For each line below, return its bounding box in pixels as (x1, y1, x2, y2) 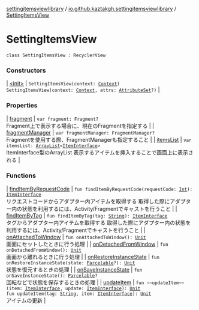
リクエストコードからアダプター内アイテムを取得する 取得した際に (6, 198, 170, 205)
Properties (6, 102, 38, 110)
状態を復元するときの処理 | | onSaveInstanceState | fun (6, 266, 143, 273)
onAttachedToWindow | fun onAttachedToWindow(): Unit (6, 233, 146, 240)
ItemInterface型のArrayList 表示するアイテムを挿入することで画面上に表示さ (6, 148, 194, 156)
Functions (6, 171, 36, 180)
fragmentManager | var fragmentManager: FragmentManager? (6, 129, 155, 136)
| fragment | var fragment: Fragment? (6, 115, 99, 122)
